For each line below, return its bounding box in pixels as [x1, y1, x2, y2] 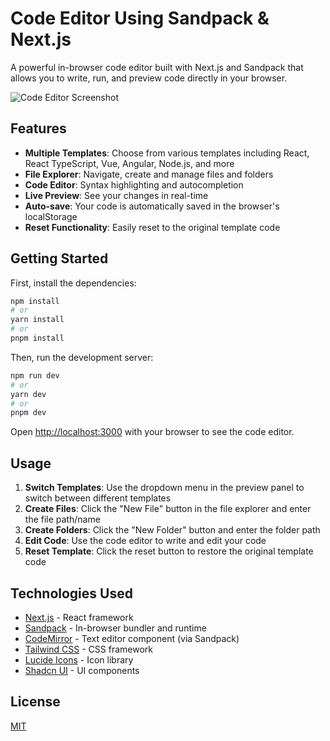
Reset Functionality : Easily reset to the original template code [24, 221, 281, 233]
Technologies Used [10, 585, 133, 602]
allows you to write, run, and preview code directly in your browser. [10, 72, 288, 84]
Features [10, 120, 67, 137]
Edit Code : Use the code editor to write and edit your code [24, 535, 267, 547]
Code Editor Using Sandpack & [10, 7, 270, 30]
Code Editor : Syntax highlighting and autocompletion [24, 178, 244, 191]
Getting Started [10, 250, 109, 267]
